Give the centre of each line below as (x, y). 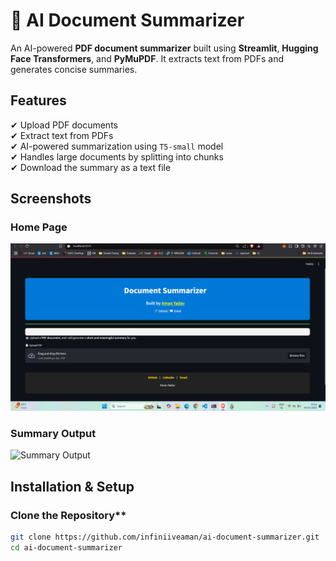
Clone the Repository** (68, 515)
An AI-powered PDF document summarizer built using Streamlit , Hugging (164, 48)
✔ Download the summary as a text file (91, 167)
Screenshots (51, 199)
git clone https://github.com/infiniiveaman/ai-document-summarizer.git (165, 537)
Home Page (39, 227)
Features (38, 100)
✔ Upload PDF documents (64, 125)
